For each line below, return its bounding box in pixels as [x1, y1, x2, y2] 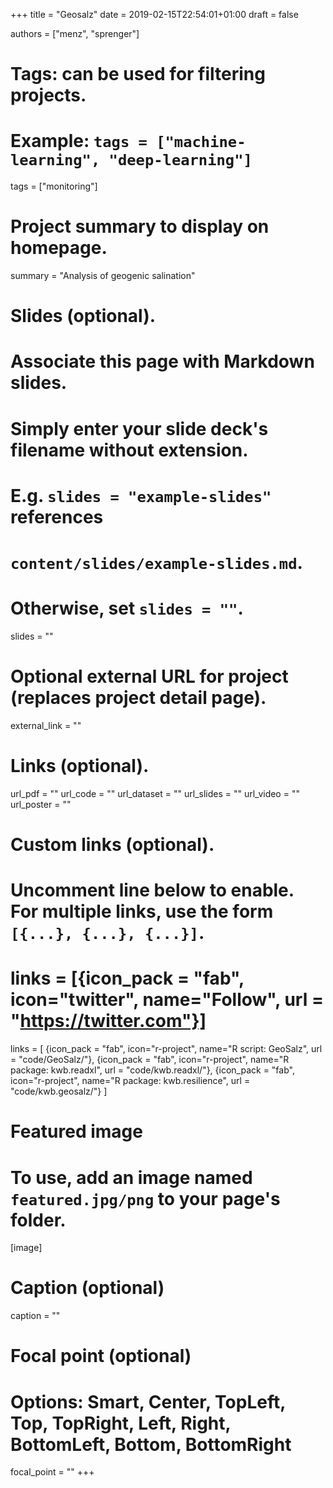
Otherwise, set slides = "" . [10, 597, 244, 620]
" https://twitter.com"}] [10, 1010, 207, 1033]
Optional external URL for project [10, 665, 289, 688]
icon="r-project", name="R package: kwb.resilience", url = [10, 1075, 251, 1087]
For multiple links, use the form [10, 900, 274, 923]
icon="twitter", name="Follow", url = [10, 989, 324, 1011]
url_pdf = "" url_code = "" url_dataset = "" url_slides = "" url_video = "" [10, 787, 300, 799]
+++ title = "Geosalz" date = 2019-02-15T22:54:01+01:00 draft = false [10, 9, 299, 20]
